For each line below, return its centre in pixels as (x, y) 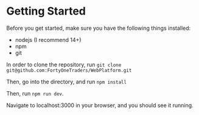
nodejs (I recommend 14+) (48, 40)
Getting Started (46, 11)
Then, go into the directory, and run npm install (66, 82)
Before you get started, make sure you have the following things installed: (99, 28)
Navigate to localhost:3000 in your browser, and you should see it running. (100, 105)
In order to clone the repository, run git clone (64, 64)
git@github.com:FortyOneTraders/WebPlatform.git (69, 70)
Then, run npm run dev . (35, 93)
